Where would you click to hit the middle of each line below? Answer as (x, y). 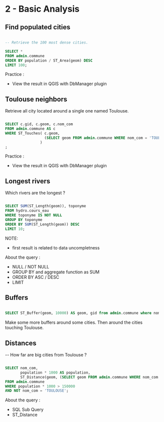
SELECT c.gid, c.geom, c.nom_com (39, 124)
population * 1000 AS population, (55, 373)
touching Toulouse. (24, 328)
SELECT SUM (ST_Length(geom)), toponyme (46, 206)
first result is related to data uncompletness (56, 247)
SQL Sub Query (28, 410)
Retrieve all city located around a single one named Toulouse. (67, 111)
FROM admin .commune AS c (30, 129)
